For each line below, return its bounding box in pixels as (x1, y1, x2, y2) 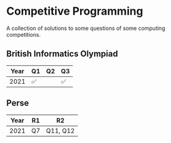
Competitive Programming (6, 4, 144, 18)
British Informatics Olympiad (6, 49, 118, 59)
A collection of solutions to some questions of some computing (6, 24, 166, 32)
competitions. (6, 31, 41, 38)
